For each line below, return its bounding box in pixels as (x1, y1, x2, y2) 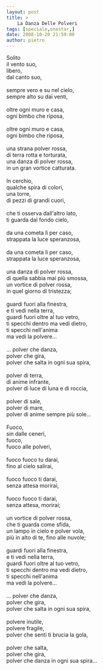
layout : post (6, 9, 40, 15)
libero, (6, 67, 23, 74)
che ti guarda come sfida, (6, 521, 71, 528)
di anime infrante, (6, 378, 51, 385)
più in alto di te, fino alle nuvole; (6, 534, 87, 541)
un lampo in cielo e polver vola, (6, 527, 85, 535)
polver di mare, (6, 404, 44, 411)
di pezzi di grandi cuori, (6, 196, 66, 204)
